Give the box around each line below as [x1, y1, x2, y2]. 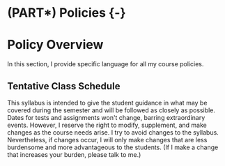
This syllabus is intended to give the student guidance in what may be [7, 98, 208, 107]
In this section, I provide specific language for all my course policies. [7, 60, 204, 68]
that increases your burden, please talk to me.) [7, 150, 141, 158]
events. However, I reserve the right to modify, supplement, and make [7, 121, 207, 129]
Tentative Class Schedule [7, 80, 121, 92]
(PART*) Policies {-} [7, 5, 127, 21]
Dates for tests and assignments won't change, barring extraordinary [7, 113, 205, 121]
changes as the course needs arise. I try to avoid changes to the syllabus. [7, 128, 219, 137]
